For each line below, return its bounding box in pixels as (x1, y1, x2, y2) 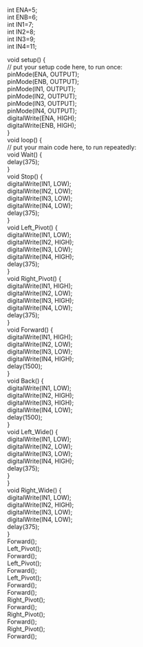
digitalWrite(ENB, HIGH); (7, 122, 77, 129)
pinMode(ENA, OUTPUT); (7, 70, 80, 78)
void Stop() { (7, 172, 43, 181)
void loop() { (7, 136, 43, 144)
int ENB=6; (7, 13, 38, 21)
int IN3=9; (7, 35, 36, 43)
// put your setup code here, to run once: (7, 63, 122, 71)
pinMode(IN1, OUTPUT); (7, 85, 76, 93)
